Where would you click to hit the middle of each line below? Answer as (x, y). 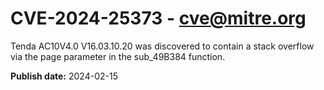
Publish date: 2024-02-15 (64, 76)
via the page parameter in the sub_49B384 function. (118, 56)
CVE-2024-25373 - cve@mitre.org (158, 18)
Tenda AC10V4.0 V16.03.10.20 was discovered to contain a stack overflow (162, 46)
